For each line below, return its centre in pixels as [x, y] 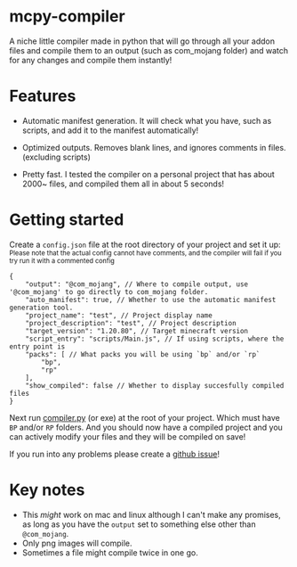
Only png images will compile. [77, 543]
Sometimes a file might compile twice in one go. [110, 552]
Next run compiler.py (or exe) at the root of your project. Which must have [144, 417]
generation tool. [41, 308]
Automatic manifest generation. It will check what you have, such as [147, 120]
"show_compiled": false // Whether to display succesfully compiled [155, 385]
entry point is [37, 346]
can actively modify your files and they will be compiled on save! [128, 436]
